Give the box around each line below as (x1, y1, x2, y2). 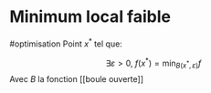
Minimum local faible (9, 6, 172, 27)
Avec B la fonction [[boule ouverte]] (9, 74, 144, 85)
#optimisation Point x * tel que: (9, 36, 123, 49)
